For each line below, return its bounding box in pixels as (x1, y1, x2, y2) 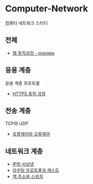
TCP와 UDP (5, 121, 29, 126)
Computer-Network (5, 3, 89, 14)
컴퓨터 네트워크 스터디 (5, 20, 48, 26)
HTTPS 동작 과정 (12, 90, 46, 97)
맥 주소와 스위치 (12, 174, 43, 180)
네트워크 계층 (5, 147, 43, 155)
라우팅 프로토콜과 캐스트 (12, 167, 60, 174)
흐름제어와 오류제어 (12, 131, 50, 137)
